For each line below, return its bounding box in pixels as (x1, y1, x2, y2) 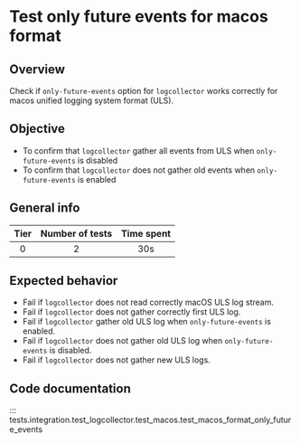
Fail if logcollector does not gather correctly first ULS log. (22, 306, 241, 317)
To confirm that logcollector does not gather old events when (22, 165, 256, 175)
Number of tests (40, 227, 113, 240)
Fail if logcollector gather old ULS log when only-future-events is (22, 316, 271, 327)
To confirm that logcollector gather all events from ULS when (22, 145, 255, 156)
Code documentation (9, 381, 131, 396)
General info (9, 201, 80, 216)
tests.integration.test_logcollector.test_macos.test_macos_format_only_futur (9, 414, 292, 426)
